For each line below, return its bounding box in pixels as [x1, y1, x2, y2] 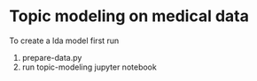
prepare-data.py [21, 52, 82, 63]
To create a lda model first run [9, 35, 120, 46]
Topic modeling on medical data [9, 6, 250, 26]
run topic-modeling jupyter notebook [21, 62, 157, 72]
